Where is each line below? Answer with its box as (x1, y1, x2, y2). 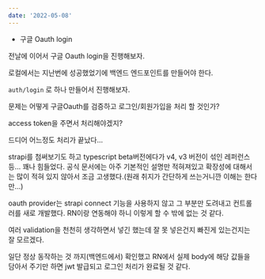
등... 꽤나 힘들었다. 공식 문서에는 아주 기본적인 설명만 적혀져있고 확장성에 (8, 161, 232, 171)
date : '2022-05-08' (8, 11, 73, 20)
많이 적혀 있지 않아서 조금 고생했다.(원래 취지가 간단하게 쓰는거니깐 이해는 (16, 172, 243, 181)
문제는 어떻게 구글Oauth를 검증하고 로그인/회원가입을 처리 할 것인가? (8, 101, 220, 111)
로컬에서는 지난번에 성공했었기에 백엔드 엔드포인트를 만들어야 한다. (8, 68, 214, 77)
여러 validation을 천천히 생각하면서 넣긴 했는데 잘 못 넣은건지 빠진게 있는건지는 (8, 224, 251, 234)
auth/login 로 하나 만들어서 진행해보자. (8, 85, 131, 94)
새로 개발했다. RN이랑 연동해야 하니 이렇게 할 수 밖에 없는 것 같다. (22, 208, 224, 217)
